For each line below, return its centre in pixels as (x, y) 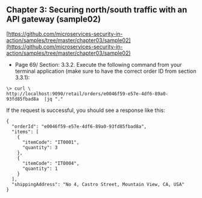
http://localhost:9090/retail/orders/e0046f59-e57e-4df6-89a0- (87, 94)
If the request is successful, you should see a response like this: (86, 110)
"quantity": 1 (40, 169)
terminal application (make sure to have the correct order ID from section (106, 71)
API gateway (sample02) (54, 20)
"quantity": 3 (40, 147)
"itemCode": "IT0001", (51, 142)
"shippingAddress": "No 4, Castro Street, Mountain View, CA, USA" (98, 184)
